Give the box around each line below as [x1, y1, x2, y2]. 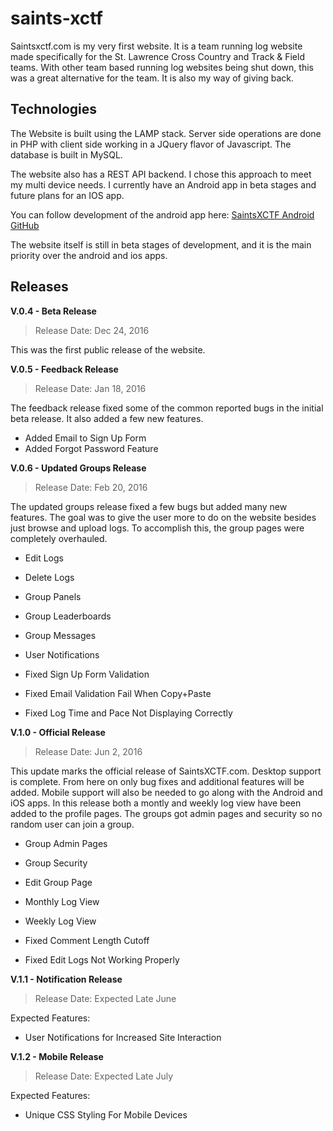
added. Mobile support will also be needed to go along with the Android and [10, 786, 323, 798]
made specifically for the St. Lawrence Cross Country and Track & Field [10, 50, 305, 62]
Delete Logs [24, 571, 75, 583]
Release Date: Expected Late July [34, 1070, 174, 1082]
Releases [10, 278, 69, 296]
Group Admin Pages [24, 837, 108, 849]
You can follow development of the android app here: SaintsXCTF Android [10, 208, 315, 221]
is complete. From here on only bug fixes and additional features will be [10, 775, 305, 787]
